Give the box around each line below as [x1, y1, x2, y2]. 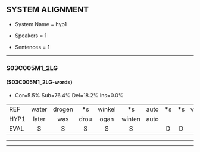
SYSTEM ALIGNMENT [6, 5, 89, 15]
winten [121, 115, 141, 123]
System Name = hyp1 [14, 20, 67, 27]
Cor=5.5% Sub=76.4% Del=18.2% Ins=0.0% [14, 91, 124, 99]
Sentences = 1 [14, 43, 50, 50]
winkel [98, 105, 116, 113]
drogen [52, 105, 73, 113]
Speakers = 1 [14, 32, 47, 39]
